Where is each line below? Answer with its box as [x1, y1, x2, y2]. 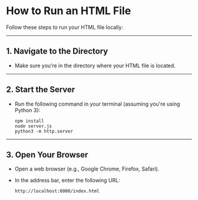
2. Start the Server [6, 84, 75, 95]
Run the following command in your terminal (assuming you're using [14, 100, 180, 107]
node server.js [14, 123, 52, 129]
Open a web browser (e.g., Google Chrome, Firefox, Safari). [14, 165, 160, 172]
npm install [14, 118, 44, 124]
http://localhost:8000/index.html [14, 188, 100, 194]
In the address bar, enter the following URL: [14, 177, 120, 184]
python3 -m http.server [14, 128, 74, 134]
